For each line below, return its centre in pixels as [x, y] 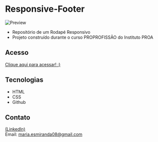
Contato [18, 117]
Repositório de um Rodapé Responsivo [51, 32]
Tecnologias [24, 80]
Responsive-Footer [45, 9]
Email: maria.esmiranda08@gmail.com [44, 134]
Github [19, 102]
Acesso [17, 53]
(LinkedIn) [15, 129]
